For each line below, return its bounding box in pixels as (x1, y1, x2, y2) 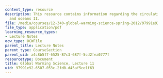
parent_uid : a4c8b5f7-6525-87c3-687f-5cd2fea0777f (5, 52, 110, 57)
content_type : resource (5, 7, 53, 12)
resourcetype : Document (5, 57, 53, 62)
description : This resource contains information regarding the (5, 12, 138, 16)
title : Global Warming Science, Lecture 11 (5, 61, 95, 66)
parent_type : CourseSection (5, 47, 62, 52)
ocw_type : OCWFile (5, 39, 42, 44)
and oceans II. (9, 16, 40, 21)
